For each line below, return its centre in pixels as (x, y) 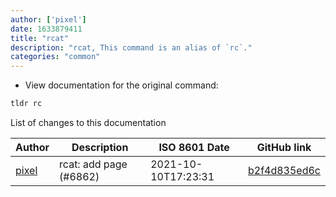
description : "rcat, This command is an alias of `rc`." (131, 47)
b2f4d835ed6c (284, 170)
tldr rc (26, 104)
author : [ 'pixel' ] (48, 19)
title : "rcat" (40, 38)
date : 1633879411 (46, 29)
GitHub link (284, 147)
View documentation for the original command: (121, 85)
